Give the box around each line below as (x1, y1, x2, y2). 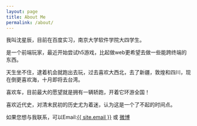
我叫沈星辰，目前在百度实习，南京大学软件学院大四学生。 (6, 37, 145, 44)
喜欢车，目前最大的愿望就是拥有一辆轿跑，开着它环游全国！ (6, 89, 150, 96)
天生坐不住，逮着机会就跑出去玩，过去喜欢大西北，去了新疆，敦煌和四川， (6, 69, 186, 76)
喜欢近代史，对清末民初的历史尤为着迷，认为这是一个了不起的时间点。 (6, 101, 176, 108)
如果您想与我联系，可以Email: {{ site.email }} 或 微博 (6, 114, 130, 121)
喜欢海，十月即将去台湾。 (21, 76, 83, 83)
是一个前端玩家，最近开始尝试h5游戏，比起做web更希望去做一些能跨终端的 (6, 49, 187, 56)
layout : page (6, 8, 38, 15)
